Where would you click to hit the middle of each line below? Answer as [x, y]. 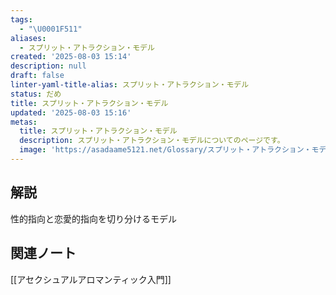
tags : [21, 19]
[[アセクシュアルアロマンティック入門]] [91, 279]
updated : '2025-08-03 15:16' [71, 112]
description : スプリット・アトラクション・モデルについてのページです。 [152, 141]
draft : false [37, 76]
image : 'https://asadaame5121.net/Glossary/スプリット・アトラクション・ [165, 150]
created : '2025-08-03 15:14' [71, 57]
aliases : [28, 38]
